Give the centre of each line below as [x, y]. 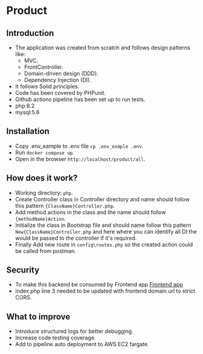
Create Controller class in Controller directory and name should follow [102, 199]
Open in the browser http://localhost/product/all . [80, 159]
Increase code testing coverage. [55, 338]
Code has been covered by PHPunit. [60, 93]
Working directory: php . [44, 193]
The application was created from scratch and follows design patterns [103, 47]
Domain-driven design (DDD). [61, 73]
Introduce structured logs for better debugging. [74, 331]
